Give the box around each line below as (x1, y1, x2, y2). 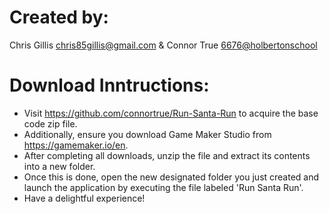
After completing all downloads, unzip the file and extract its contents (23, 149, 311, 161)
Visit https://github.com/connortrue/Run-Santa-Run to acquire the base (23, 107, 319, 119)
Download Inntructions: (9, 74, 210, 97)
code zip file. (23, 117, 78, 130)
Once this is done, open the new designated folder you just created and (23, 171, 320, 183)
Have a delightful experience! (23, 192, 146, 204)
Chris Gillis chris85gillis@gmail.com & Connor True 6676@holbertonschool (9, 39, 318, 51)
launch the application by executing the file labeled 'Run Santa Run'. (23, 181, 304, 193)
